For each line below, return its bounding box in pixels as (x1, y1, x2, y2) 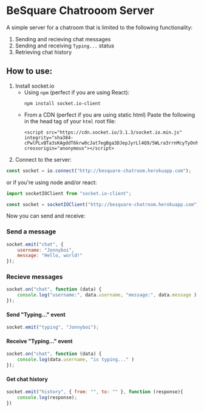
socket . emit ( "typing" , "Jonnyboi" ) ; (6, 324, 99, 331)
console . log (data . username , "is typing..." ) (17, 357, 135, 363)
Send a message (6, 227, 56, 236)
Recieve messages (6, 273, 63, 281)
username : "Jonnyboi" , (17, 247, 75, 253)
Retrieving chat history (15, 48, 72, 55)
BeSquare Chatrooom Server (6, 4, 155, 18)
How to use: (6, 66, 53, 77)
